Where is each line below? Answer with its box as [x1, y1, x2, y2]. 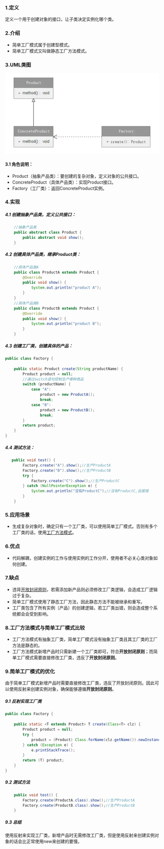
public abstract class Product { [14, 230, 82, 235]
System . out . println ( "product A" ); [31, 285, 102, 290]
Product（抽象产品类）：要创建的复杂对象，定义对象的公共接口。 [12, 173, 142, 179]
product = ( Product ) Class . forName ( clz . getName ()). [31, 737, 139, 742]
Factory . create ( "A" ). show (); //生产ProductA [22, 463, 111, 467]
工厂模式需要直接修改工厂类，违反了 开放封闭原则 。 [16, 655, 120, 660]
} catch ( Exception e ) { [22, 743, 73, 747]
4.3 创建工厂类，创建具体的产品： [5, 343, 73, 349]
